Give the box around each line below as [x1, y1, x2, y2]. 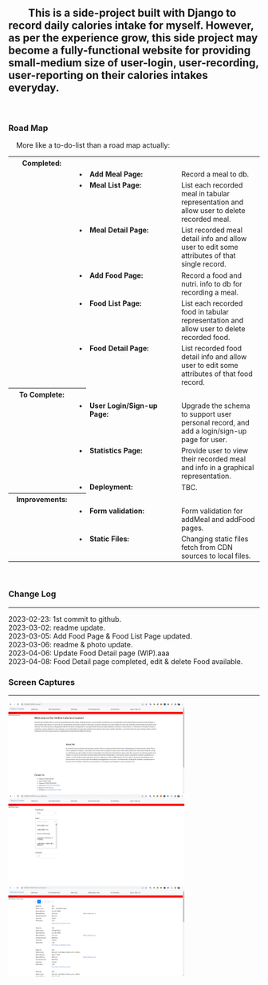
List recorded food [180, 343, 242, 354]
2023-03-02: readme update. [8, 623, 106, 632]
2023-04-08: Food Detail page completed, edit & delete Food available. [8, 656, 243, 666]
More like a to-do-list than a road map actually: [15, 140, 170, 150]
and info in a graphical [180, 463, 254, 473]
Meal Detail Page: [89, 225, 149, 235]
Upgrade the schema [180, 401, 250, 410]
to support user [180, 409, 232, 418]
